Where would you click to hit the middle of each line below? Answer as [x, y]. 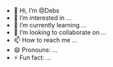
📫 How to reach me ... [45, 40]
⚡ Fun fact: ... [32, 57]
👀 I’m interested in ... [42, 18]
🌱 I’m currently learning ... [50, 25]
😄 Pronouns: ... [36, 50]
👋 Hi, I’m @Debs [36, 11]
